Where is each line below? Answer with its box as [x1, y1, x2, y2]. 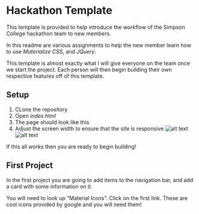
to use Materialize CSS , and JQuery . [6, 47, 97, 55]
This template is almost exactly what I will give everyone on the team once [6, 60, 191, 67]
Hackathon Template [6, 4, 113, 17]
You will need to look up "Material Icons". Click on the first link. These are [6, 194, 188, 201]
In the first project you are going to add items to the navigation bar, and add [6, 176, 194, 183]
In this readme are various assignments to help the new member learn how [6, 41, 191, 49]
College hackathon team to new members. [6, 29, 111, 37]
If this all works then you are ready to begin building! [6, 142, 136, 150]
